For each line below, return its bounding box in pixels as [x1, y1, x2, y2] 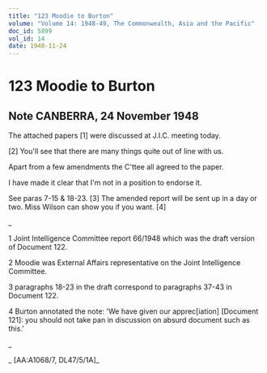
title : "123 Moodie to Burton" [8, 11, 114, 20]
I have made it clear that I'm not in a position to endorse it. [8, 178, 202, 187]
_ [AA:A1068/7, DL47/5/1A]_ [8, 355, 100, 365]
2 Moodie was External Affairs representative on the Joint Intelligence [8, 258, 241, 268]
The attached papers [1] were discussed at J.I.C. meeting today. [8, 131, 221, 140]
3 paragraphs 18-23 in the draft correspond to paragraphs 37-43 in [8, 282, 233, 292]
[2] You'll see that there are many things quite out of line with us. [8, 147, 224, 156]
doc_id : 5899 [8, 27, 53, 35]
